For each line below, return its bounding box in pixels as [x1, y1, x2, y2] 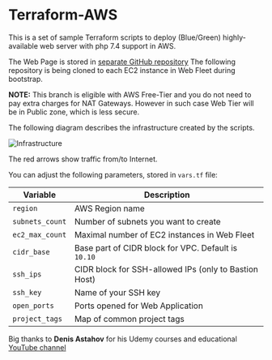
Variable [23, 189, 57, 200]
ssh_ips [12, 269, 42, 279]
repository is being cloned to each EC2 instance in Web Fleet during [8, 65, 236, 75]
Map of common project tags [74, 313, 185, 324]
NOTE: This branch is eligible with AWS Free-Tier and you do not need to [8, 89, 252, 99]
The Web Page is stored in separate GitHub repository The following [8, 57, 236, 66]
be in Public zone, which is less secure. [8, 107, 140, 117]
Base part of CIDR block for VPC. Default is [74, 242, 237, 253]
